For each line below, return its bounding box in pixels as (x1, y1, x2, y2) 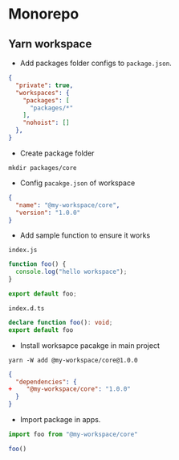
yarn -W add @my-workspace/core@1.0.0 (8, 356, 138, 364)
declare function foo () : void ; (8, 318, 113, 326)
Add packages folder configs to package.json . (19, 58, 173, 68)
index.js (8, 247, 38, 255)
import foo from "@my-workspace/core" (8, 430, 138, 438)
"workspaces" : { (15, 89, 70, 97)
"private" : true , (15, 81, 74, 89)
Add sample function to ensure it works (19, 230, 151, 240)
